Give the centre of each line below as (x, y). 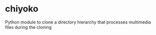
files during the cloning (28, 27)
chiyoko (22, 9)
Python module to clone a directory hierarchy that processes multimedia (78, 22)
